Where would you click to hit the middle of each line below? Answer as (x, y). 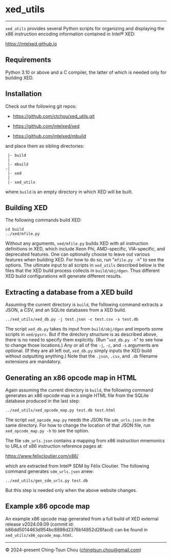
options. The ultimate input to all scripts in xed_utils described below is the (85, 265)
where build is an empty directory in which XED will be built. (69, 192)
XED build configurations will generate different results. (63, 276)
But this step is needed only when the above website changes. (71, 490)
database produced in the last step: (43, 401)
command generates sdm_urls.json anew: (50, 471)
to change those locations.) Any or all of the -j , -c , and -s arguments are (82, 345)
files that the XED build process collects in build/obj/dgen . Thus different (83, 271)
